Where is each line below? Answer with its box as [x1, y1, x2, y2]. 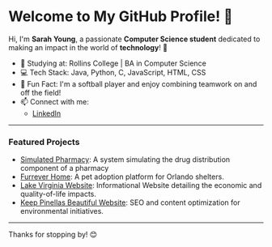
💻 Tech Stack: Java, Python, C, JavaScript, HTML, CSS [19, 67, 206, 77]
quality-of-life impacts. [19, 190, 97, 199]
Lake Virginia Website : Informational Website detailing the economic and [19, 181, 262, 190]
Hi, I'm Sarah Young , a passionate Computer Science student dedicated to [8, 34, 261, 44]
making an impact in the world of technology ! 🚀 [8, 42, 168, 52]
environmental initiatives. [19, 207, 104, 216]
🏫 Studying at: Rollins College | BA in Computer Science [19, 58, 206, 68]
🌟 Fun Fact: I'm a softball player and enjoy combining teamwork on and [19, 79, 257, 88]
